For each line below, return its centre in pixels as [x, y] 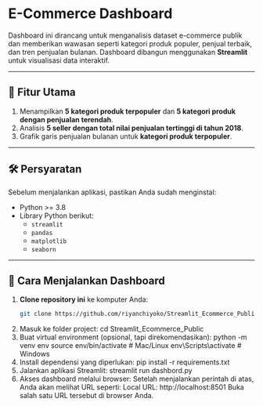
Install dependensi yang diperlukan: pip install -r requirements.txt [124, 362]
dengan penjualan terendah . [66, 119]
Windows [34, 354]
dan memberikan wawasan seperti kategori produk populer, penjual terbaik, [130, 43]
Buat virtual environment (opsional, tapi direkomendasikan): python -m [133, 337]
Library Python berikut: [56, 216]
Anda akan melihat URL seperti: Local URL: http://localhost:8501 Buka [131, 387]
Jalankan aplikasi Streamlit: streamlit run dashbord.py [106, 371]
